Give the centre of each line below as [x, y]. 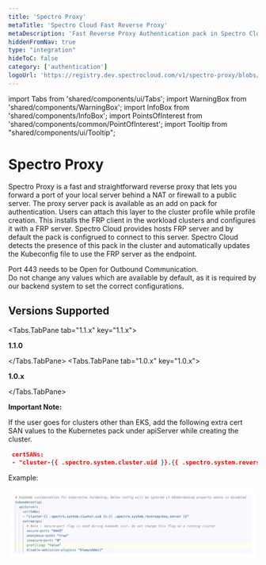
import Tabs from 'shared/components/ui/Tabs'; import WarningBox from [127, 98]
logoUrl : [23, 75]
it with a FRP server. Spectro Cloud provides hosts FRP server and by [121, 228]
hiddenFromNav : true [42, 42]
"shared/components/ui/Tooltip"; [62, 132]
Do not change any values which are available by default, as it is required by [132, 277]
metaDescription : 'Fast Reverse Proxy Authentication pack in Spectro [127, 33]
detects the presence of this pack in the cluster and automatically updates [129, 245]
